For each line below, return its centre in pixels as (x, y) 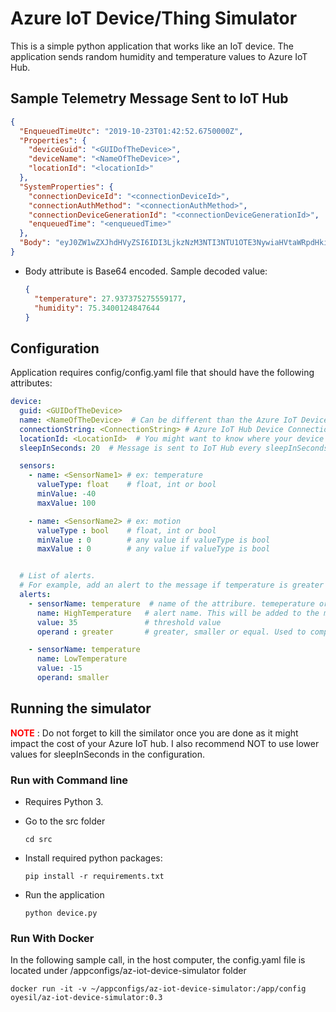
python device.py (61, 913)
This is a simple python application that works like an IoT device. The (152, 46)
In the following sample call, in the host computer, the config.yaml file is (158, 960)
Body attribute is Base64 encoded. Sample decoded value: (146, 271)
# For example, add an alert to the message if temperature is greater (172, 585)
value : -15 (59, 668)
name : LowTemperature (82, 659)
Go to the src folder (65, 821)
